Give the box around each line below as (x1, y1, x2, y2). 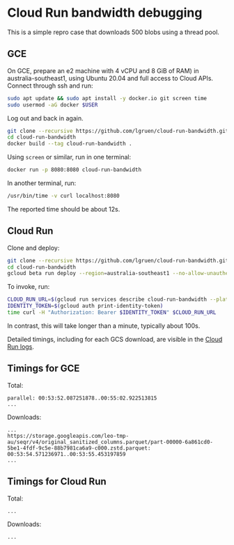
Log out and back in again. (7, 113, 84, 123)
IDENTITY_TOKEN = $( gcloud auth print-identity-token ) (7, 303, 164, 310)
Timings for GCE (7, 363, 80, 374)
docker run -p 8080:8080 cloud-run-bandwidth (7, 166, 141, 173)
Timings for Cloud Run (7, 475, 107, 488)
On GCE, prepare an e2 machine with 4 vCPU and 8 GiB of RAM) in (7, 66, 200, 74)
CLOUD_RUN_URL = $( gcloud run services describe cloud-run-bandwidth (7, 296, 208, 303)
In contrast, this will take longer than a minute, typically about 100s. (7, 322, 201, 330)
